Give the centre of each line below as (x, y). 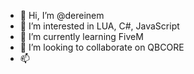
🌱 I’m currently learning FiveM (81, 36)
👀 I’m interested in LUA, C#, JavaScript (99, 26)
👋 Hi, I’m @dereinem (62, 15)
